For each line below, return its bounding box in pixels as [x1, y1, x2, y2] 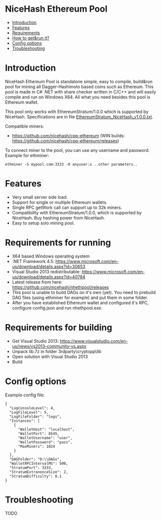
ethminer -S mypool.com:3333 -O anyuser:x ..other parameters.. [5, 162, 138, 167]
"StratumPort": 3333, [9, 465, 53, 470]
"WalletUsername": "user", [17, 435, 73, 440]
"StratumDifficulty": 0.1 [9, 474, 62, 479]
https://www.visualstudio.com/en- [60, 338, 128, 344]
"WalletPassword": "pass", [17, 440, 73, 445]
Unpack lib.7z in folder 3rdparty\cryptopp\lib [12, 348, 102, 354]
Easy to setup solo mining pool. [12, 220, 75, 226]
